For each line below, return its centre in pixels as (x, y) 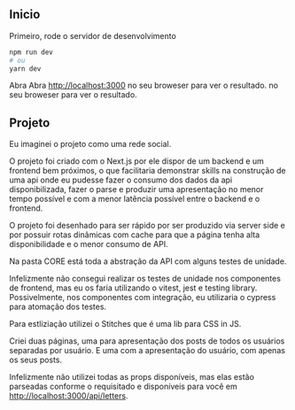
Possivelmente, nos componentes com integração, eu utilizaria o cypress (143, 298)
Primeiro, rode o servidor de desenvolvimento (93, 35)
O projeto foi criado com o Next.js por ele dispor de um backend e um (136, 161)
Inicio (25, 15)
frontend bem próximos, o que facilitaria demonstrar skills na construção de (147, 171)
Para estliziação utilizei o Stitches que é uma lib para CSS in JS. (125, 324)
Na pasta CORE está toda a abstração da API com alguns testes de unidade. (148, 261)
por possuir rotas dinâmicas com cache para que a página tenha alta (135, 235)
